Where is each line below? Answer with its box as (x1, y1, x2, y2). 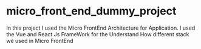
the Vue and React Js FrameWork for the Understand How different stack (6, 30, 189, 38)
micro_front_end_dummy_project (6, 4, 177, 18)
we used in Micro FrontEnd (6, 37, 74, 44)
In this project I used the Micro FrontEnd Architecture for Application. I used (6, 24, 196, 31)
